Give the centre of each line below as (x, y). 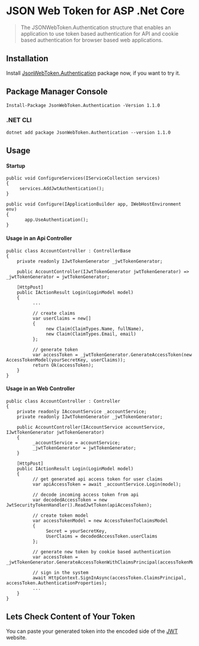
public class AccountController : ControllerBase (69, 251)
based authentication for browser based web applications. (92, 40)
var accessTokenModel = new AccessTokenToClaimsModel (100, 521)
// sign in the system (60, 572)
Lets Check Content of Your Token (70, 617)
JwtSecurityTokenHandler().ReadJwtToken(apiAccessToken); (79, 505)
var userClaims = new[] (62, 318)
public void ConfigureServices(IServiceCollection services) (83, 178)
